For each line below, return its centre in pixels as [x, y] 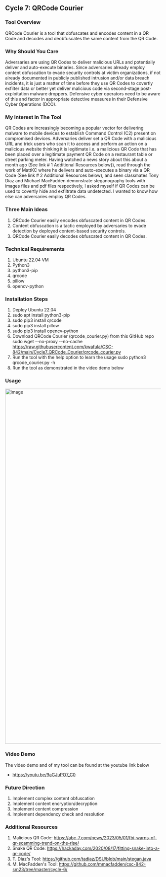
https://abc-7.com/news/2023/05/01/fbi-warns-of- [105, 838]
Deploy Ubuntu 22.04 [34, 310]
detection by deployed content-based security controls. [69, 231]
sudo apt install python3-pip [41, 315]
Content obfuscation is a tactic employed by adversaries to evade [79, 225]
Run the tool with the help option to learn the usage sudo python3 [79, 358]
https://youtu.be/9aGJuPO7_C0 [44, 775]
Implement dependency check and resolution [58, 814]
